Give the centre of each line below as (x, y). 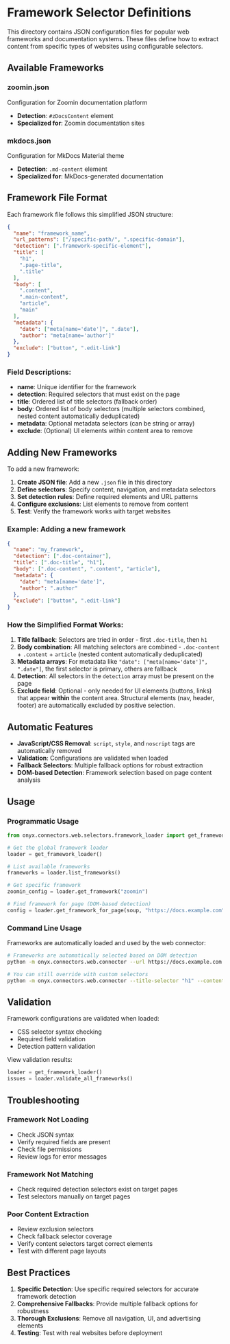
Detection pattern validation (56, 1046)
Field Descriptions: (39, 372)
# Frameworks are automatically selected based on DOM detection (102, 955)
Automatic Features (50, 727)
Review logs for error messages (62, 1156)
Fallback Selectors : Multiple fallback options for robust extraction (110, 765)
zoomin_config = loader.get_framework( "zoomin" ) (78, 892)
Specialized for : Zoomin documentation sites (81, 123)
